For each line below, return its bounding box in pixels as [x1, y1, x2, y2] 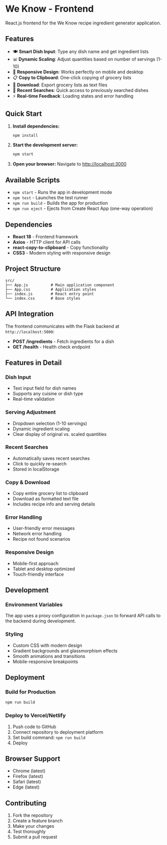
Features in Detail [5, 358, 62, 367]
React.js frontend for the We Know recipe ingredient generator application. [5, 20, 161, 26]
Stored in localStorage [12, 466, 59, 472]
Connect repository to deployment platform [12, 729, 104, 735]
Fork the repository [12, 812, 53, 819]
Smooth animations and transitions [12, 653, 85, 659]
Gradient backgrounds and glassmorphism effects [12, 647, 118, 653]
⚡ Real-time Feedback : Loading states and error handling [12, 92, 133, 99]
